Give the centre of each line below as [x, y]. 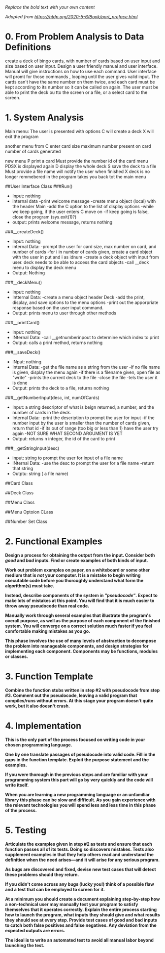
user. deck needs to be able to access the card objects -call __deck [81, 262]
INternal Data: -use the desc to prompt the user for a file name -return [83, 463]
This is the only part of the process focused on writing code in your [75, 739]
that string [23, 468]
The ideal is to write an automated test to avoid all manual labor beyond [80, 940]
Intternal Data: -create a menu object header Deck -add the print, [79, 297]
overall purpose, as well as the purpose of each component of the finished [83, 620]
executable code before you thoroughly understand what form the [74, 580]
